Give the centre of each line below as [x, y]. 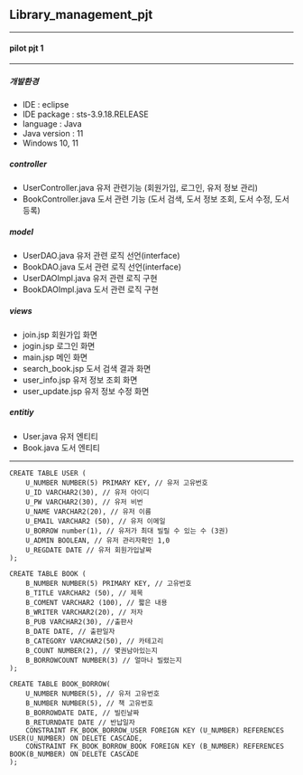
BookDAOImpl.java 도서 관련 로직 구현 [91, 289]
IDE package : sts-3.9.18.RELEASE [85, 114]
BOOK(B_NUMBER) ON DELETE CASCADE [74, 754]
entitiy [22, 412]
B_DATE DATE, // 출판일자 [70, 631]
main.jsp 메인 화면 [55, 357]
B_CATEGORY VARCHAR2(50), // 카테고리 [95, 641]
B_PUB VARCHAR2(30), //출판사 [79, 622]
